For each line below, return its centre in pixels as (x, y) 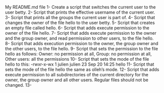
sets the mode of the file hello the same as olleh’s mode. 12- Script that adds (82, 70)
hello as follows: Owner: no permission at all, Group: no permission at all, (78, 54)
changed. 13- (18, 85)
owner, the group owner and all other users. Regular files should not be (77, 80)
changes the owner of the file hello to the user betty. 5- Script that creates (80, 23)
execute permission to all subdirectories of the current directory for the (77, 75)
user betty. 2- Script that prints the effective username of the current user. (80, 12)
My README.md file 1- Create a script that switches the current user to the (80, 7)
